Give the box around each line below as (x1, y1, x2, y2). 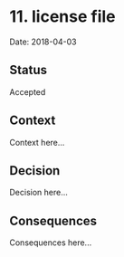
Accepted (9, 86, 46, 97)
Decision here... (9, 187, 68, 198)
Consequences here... (9, 237, 92, 248)
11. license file (9, 6, 116, 27)
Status (9, 62, 48, 78)
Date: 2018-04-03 (9, 36, 77, 47)
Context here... (9, 137, 65, 148)
